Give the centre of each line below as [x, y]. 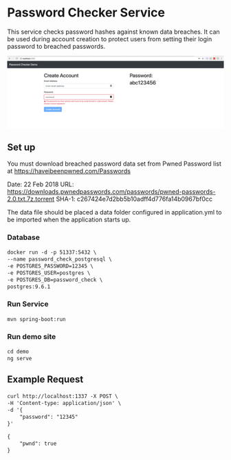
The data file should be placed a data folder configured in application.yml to [114, 212]
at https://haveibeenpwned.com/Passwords [69, 171]
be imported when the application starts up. [69, 220]
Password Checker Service [86, 13]
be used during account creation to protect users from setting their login [110, 39]
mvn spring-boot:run [37, 319]
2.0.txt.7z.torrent [31, 199]
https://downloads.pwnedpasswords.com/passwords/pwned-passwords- [111, 192]
